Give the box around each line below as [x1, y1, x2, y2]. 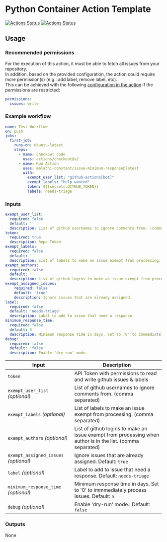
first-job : [9, 138, 32, 143]
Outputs [5, 521, 26, 528]
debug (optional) [7, 503, 45, 510]
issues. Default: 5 [74, 493, 114, 500]
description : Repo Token [9, 239, 61, 244]
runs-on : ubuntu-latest [14, 143, 64, 148]
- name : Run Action [18, 161, 59, 166]
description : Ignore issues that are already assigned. [14, 295, 133, 300]
